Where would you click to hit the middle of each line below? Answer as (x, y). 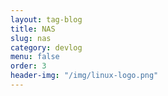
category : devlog (46, 47)
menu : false (35, 57)
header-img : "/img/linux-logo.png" (84, 76)
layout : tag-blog (46, 19)
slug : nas (31, 38)
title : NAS (33, 29)
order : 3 (28, 66)
